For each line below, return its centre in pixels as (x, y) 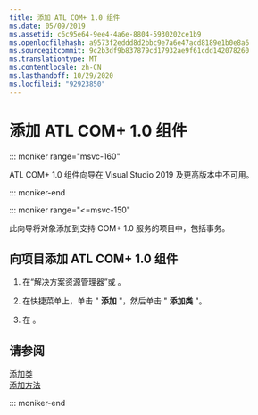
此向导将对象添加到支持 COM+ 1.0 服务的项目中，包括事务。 (120, 228)
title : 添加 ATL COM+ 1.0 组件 (65, 17)
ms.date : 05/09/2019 (48, 26)
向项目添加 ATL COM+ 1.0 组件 (94, 258)
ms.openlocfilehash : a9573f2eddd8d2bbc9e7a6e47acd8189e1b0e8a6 (129, 42)
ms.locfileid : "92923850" (57, 84)
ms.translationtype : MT (54, 59)
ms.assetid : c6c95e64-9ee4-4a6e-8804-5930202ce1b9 (105, 34)
